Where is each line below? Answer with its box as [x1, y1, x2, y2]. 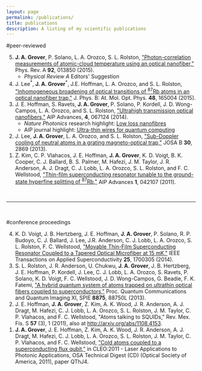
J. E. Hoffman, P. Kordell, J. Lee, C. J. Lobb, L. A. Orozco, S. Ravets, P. [14, 269, 189, 276]
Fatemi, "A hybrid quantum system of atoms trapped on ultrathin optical [14, 281, 192, 289]
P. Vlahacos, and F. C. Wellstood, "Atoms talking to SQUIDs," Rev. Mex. [14, 313, 191, 320]
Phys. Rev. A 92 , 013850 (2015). [14, 67, 94, 74]
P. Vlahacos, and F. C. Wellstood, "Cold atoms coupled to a [14, 339, 162, 346]
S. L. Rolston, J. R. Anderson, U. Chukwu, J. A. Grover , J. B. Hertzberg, [14, 262, 191, 269]
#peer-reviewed [6, 42, 46, 49]
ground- [173, 171, 194, 178]
